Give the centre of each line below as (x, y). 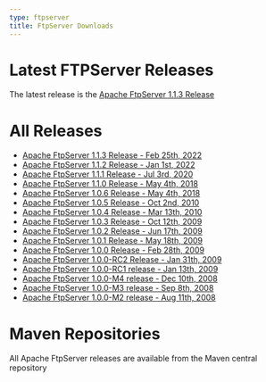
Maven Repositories (85, 333)
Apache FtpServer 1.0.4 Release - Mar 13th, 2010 (112, 212)
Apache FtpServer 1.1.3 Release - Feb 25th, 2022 (112, 155)
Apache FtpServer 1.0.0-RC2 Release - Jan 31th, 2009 (122, 260)
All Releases (56, 131)
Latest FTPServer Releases (112, 70)
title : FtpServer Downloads (62, 26)
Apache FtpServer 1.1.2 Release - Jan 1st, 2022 (108, 165)
